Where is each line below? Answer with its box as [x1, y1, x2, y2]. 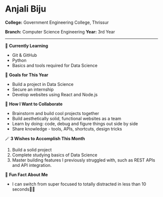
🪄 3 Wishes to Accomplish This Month [5, 135, 85, 141]
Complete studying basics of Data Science [12, 152, 98, 158]
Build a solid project [12, 147, 52, 152]
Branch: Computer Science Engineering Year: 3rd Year [5, 29, 115, 34]
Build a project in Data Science [12, 81, 74, 87]
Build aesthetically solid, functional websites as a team [12, 115, 121, 121]
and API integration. [12, 162, 52, 168]
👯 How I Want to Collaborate [5, 101, 63, 107]
